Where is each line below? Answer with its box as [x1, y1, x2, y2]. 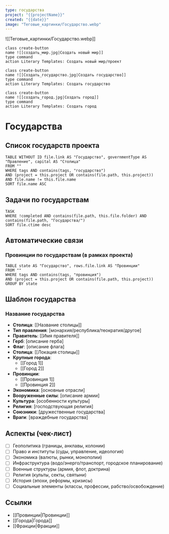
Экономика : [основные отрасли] [12, 387, 85, 393]
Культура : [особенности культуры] [12, 398, 90, 404]
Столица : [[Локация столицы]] [12, 349, 80, 355]
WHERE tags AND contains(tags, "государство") [5, 168, 106, 173]
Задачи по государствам [5, 195, 89, 204]
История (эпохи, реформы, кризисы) [12, 477, 93, 483]
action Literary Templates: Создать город [5, 104, 97, 109]
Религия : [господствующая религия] [12, 404, 93, 410]
